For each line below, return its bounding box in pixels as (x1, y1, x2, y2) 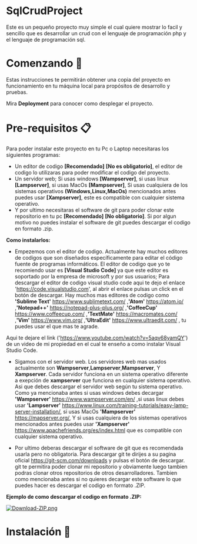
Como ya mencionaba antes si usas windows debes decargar (14, 389, 164, 396)
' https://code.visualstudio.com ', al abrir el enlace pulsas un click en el (14, 285, 183, 292)
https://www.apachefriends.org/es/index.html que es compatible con (14, 427, 182, 434)
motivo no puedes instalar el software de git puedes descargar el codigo (14, 219, 191, 226)
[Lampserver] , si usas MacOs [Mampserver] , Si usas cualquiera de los (14, 181, 188, 189)
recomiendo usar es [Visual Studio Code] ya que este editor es (14, 266, 169, 274)
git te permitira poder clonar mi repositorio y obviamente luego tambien (14, 463, 188, 470)
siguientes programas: (6, 151, 61, 158)
